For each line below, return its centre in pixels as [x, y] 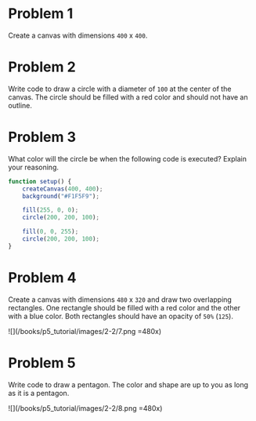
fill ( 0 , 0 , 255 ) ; [50, 232]
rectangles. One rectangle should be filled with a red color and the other [124, 307]
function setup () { [40, 181]
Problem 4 [42, 278]
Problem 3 [42, 137]
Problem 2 [42, 67]
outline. [20, 105]
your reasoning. [34, 167]
